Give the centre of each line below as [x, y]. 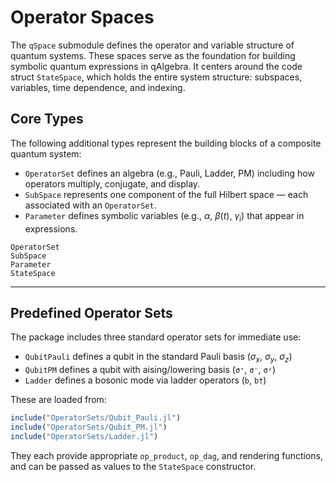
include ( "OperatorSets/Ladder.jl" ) [84, 436]
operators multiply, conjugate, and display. [112, 183]
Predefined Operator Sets [91, 312]
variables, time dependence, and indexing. [98, 87]
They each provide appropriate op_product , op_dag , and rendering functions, [166, 455]
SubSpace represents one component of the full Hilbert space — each [166, 194]
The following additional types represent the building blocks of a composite [166, 143]
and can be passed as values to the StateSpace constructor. [133, 466]
